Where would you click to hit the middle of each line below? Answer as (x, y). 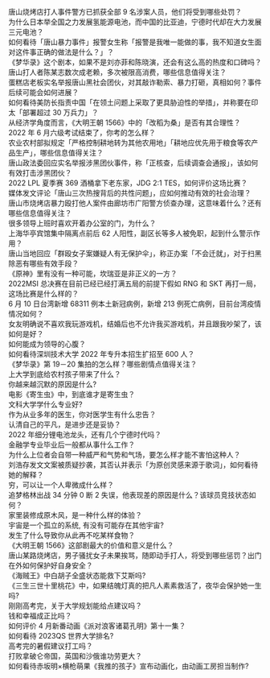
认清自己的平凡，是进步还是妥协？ (65, 424)
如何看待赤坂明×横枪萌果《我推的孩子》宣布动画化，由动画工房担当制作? (129, 666)
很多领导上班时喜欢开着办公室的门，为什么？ (82, 223)
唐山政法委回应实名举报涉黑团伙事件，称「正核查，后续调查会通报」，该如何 (133, 163)
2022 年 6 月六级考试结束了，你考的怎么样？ (82, 132)
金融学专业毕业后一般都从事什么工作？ (72, 444)
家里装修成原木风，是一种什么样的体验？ (75, 515)
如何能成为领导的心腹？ (47, 344)
